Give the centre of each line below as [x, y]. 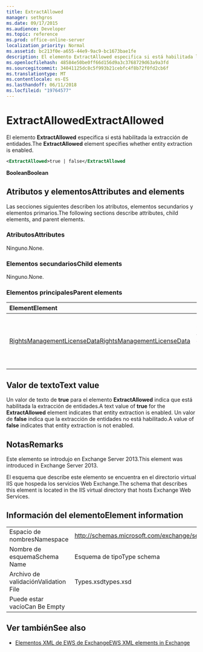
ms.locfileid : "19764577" [39, 91]
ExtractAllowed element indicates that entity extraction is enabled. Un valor [101, 412]
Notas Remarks [35, 444]
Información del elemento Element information [95, 516]
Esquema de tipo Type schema [117, 556]
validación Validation [38, 581]
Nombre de [25, 549]
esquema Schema [34, 556]
